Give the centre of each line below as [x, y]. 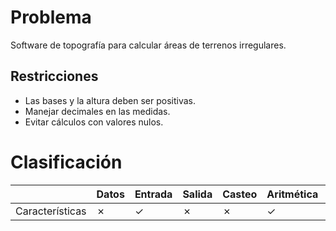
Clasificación [66, 162]
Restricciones [54, 76]
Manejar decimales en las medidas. [97, 111]
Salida [197, 194]
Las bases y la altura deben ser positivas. [110, 100]
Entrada [153, 194]
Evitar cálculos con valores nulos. [94, 122]
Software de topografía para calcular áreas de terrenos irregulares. [148, 45]
